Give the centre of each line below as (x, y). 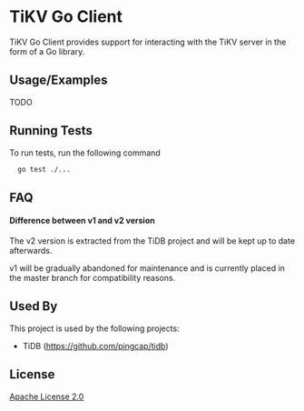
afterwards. (31, 251)
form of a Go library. (47, 51)
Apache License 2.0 (47, 396)
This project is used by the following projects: (94, 328)
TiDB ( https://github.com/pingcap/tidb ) (95, 346)
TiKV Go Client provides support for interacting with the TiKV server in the (148, 42)
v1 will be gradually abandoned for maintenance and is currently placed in (147, 268)
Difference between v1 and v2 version (83, 221)
